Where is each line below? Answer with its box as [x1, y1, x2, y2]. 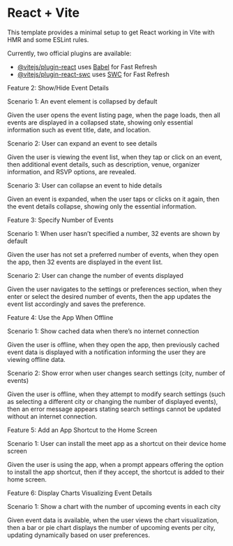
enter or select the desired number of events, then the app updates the [7, 292, 211, 300]
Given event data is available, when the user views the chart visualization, [7, 516, 219, 524]
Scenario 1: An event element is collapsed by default [7, 97, 158, 106]
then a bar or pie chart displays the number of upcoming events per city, [7, 523, 216, 531]
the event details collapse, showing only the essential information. [7, 202, 197, 211]
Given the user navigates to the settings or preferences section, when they [7, 285, 222, 293]
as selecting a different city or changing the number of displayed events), [7, 397, 218, 405]
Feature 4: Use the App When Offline [7, 313, 114, 321]
